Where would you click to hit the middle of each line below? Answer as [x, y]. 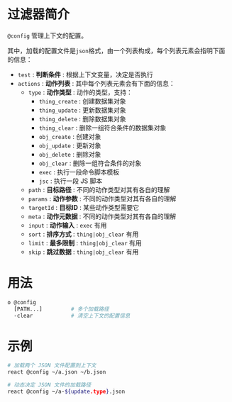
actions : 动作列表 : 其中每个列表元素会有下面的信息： [96, 83]
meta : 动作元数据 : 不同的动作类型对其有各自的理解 [102, 216]
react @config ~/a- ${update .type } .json [66, 392]
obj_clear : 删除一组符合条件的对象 [90, 163]
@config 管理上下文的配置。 [48, 35]
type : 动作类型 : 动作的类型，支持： [81, 92]
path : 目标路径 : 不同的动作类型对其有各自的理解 [99, 189]
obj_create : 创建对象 [70, 136]
